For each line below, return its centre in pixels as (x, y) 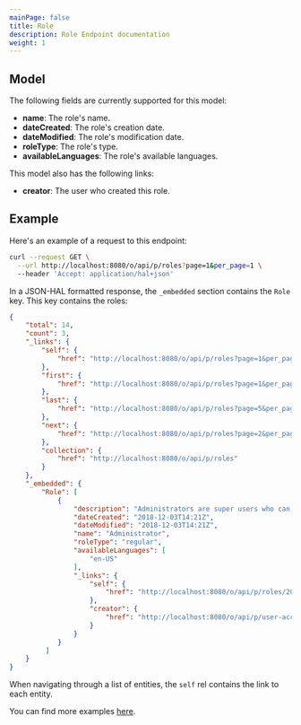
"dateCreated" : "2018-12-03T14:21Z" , (144, 517)
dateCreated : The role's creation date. (94, 127)
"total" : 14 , (50, 325)
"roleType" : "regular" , (118, 542)
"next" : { (60, 425)
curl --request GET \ (50, 257)
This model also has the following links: (82, 174)
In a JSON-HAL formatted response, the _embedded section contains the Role (150, 291)
